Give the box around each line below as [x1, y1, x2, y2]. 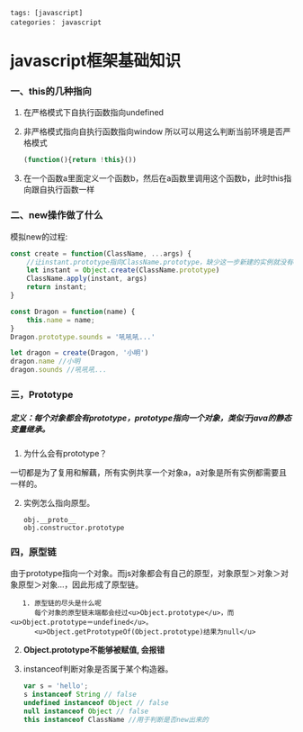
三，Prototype [10, 388, 74, 401]
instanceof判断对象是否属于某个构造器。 [22, 664, 174, 674]
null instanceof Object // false [22, 707, 149, 716]
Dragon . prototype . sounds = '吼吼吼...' [10, 332, 156, 341]
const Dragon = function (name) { [10, 307, 136, 316]
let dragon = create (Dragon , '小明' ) [10, 348, 149, 357]
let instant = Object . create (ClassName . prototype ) [26, 266, 220, 275]
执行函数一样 [47, 185, 95, 195]
